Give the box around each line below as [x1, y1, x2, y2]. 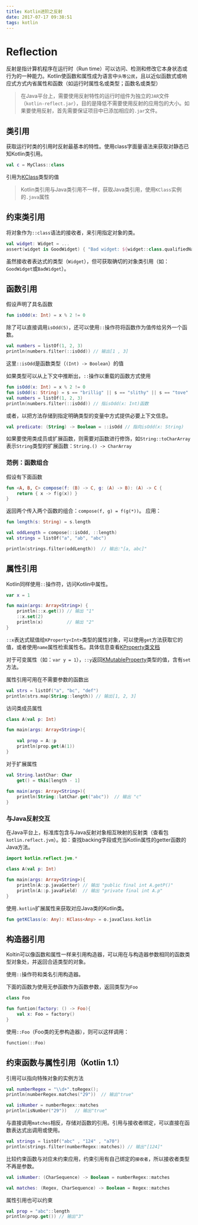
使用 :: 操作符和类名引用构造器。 [6, 971, 84, 978]
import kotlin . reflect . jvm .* [6, 855, 78, 861]
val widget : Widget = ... [6, 241, 70, 246]
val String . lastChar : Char [6, 772, 72, 778]
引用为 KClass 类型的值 [6, 173, 60, 180]
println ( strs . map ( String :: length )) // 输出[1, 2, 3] [6, 693, 137, 699]
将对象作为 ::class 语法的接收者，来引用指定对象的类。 [6, 229, 138, 236]
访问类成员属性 [6, 704, 42, 712]
